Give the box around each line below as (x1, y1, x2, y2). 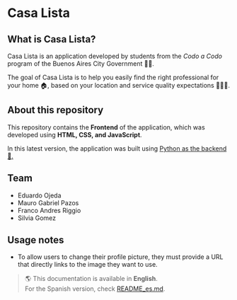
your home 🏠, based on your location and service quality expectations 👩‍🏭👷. (7, 81, 230, 89)
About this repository (7, 104, 104, 116)
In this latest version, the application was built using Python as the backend (7, 144, 227, 153)
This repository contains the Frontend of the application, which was (7, 122, 205, 132)
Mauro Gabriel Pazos (17, 198, 79, 207)
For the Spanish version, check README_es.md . (24, 284, 166, 293)
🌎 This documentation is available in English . (24, 275, 158, 283)
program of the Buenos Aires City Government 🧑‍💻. (7, 59, 154, 68)
